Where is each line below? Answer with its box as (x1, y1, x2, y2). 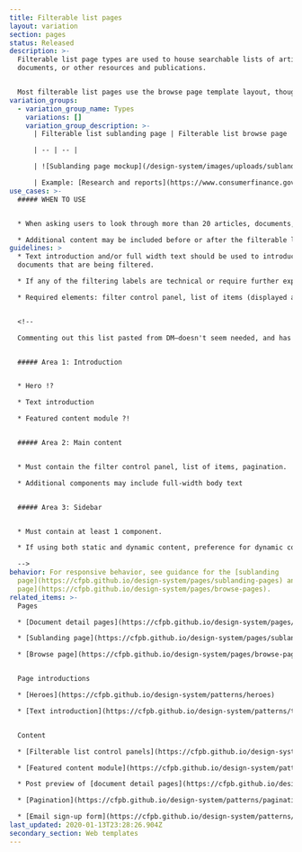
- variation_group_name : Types (17, 104, 135, 113)
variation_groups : (9, 95, 78, 104)
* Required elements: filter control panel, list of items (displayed (17, 293, 288, 302)
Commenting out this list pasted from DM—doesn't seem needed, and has (17, 333, 292, 342)
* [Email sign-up (17, 812, 83, 821)
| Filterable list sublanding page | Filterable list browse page (32, 130, 288, 139)
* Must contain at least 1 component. (17, 527, 164, 536)
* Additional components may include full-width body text (17, 478, 244, 487)
